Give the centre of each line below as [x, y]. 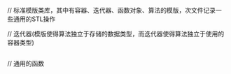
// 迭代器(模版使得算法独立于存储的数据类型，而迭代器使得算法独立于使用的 [116, 34]
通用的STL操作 [34, 19]
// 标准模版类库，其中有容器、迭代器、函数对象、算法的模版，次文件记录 [112, 10]
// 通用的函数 [26, 64]
